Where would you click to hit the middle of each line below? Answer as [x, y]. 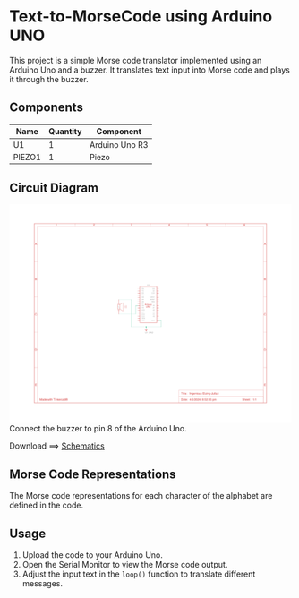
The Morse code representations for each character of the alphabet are [141, 496]
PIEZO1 [27, 157]
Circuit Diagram [54, 188]
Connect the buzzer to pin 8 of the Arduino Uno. [98, 429]
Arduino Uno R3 [119, 144]
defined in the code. [46, 505]
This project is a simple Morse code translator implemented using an [136, 60]
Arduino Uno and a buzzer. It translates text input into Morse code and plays [150, 70]
